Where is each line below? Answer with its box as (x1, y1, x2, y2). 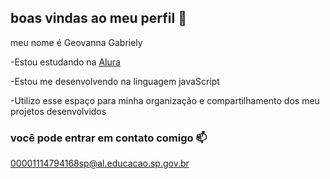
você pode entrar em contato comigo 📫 (10, 131, 208, 145)
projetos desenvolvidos (10, 105, 107, 117)
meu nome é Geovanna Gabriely (10, 36, 143, 48)
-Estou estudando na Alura (10, 56, 121, 68)
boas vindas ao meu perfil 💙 (10, 10, 187, 27)
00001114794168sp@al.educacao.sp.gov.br (10, 157, 190, 170)
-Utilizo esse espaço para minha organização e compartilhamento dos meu (10, 94, 320, 106)
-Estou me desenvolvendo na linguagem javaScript (10, 75, 220, 87)
